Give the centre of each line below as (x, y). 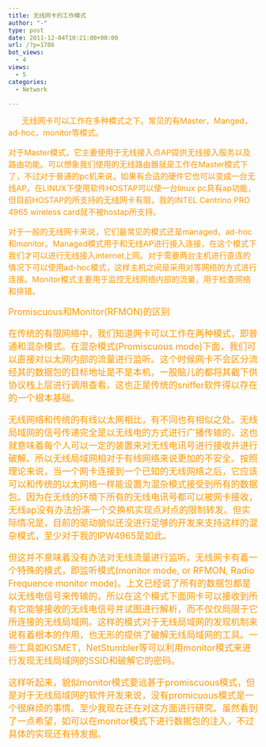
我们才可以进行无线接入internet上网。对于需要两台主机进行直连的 (130, 256)
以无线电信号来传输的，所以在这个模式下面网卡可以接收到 (129, 597)
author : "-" (28, 23)
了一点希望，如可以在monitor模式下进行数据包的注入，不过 (131, 721)
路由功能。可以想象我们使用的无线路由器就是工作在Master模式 (124, 165)
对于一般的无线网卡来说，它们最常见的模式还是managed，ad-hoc (130, 232)
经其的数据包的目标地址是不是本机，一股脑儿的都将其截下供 (133, 372)
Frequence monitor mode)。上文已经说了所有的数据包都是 (130, 584)
